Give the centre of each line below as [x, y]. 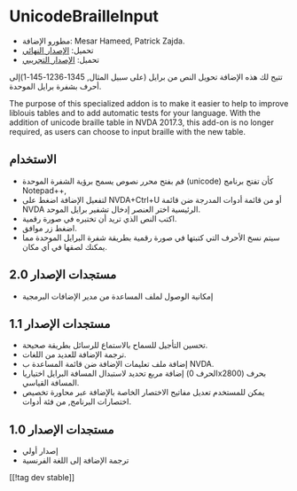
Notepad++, [44, 190]
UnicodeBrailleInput [84, 16]
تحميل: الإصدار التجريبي [61, 59]
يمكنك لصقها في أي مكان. [65, 246]
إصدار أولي [40, 451]
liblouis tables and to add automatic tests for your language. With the [135, 113]
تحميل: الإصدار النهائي [58, 50]
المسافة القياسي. [51, 383]
